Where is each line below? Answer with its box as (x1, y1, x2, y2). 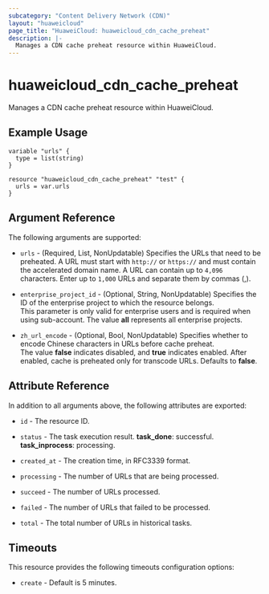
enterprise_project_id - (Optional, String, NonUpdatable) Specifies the (19, 289, 257, 299)
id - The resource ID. (19, 416, 90, 425)
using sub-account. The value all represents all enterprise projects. (19, 315, 243, 324)
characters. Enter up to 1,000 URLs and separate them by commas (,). (19, 274, 251, 283)
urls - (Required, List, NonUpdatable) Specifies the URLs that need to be (19, 248, 261, 258)
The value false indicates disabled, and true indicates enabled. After (19, 347, 247, 357)
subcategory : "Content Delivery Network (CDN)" (8, 11, 171, 20)
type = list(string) (15, 154, 84, 162)
